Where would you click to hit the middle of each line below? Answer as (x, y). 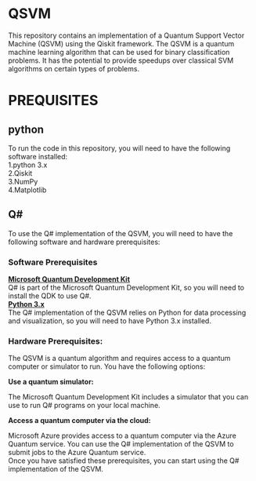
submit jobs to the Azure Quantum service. (77, 453)
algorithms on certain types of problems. (74, 68)
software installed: (38, 156)
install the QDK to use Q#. (50, 296)
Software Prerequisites (53, 262)
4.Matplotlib (27, 190)
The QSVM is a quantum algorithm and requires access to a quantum (119, 359)
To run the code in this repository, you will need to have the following (119, 148)
